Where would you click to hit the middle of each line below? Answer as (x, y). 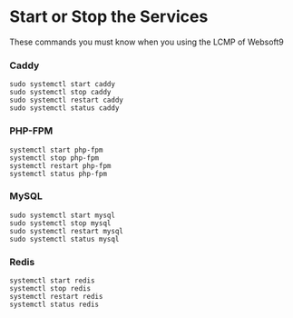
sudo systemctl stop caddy (60, 93)
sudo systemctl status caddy (64, 108)
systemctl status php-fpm (58, 174)
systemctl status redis (54, 305)
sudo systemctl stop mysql (60, 223)
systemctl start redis (52, 281)
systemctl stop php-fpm (54, 158)
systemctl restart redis (56, 297)
